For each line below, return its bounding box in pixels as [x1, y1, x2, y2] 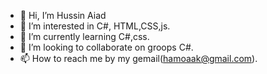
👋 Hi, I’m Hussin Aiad [19, 10, 107, 21]
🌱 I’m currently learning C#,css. [19, 31, 150, 42]
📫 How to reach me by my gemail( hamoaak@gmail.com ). [19, 53, 258, 64]
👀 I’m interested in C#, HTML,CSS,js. [19, 20, 171, 32]
